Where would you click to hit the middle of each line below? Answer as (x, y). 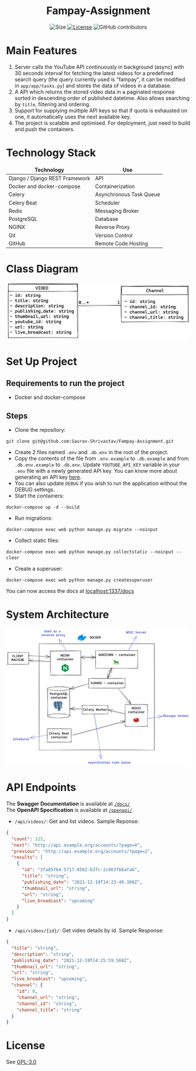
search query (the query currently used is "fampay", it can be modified (100, 79)
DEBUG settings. (35, 490)
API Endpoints (41, 788)
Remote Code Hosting (121, 243)
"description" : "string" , (43, 954)
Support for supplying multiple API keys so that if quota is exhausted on (101, 110)
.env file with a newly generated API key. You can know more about (96, 471)
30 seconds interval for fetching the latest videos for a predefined (94, 73)
